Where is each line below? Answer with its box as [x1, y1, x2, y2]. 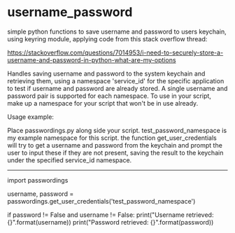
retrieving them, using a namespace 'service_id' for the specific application [7, 76, 225, 85]
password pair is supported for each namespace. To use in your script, [7, 92, 212, 100]
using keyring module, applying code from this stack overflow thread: [7, 34, 208, 43]
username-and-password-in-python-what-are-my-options [7, 55, 176, 64]
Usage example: [7, 113, 55, 121]
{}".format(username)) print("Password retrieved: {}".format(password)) [7, 218, 214, 226]
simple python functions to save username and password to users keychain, [7, 27, 227, 36]
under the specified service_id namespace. [7, 155, 132, 164]
